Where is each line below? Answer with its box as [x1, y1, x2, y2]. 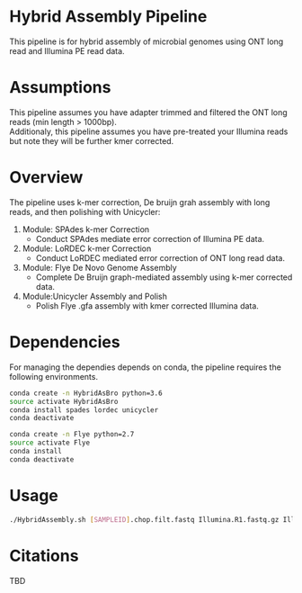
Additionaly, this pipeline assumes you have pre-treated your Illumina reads [9, 126, 289, 137]
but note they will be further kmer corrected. [9, 135, 174, 146]
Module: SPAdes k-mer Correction [22, 223, 150, 235]
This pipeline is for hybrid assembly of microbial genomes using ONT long [9, 36, 284, 47]
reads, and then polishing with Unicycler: [9, 206, 161, 217]
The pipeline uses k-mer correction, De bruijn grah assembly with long [9, 196, 271, 208]
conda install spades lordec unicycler [9, 405, 159, 415]
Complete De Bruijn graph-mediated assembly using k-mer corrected [35, 272, 293, 283]
